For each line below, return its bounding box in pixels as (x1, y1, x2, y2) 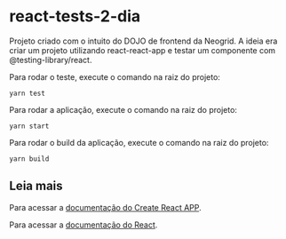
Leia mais (9, 179, 64, 194)
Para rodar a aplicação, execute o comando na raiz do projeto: (9, 104, 238, 115)
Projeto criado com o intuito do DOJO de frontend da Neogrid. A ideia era (9, 36, 278, 46)
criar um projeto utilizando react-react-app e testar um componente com (9, 44, 276, 55)
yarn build (9, 154, 50, 163)
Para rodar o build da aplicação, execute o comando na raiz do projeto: (9, 137, 269, 147)
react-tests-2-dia (9, 6, 141, 27)
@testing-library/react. (9, 54, 92, 65)
